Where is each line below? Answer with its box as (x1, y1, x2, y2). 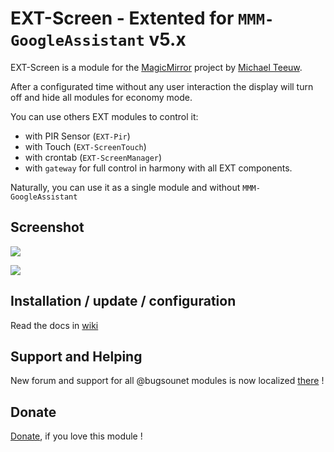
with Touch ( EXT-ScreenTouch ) (24, 140, 147, 152)
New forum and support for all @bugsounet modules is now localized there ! (10, 375, 325, 387)
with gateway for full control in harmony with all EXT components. (24, 162, 293, 174)
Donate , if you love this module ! (10, 430, 143, 442)
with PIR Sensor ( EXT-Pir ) (24, 130, 131, 142)
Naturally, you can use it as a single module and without (10, 181, 241, 193)
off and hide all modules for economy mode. (10, 91, 193, 103)
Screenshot (10, 219, 85, 236)
